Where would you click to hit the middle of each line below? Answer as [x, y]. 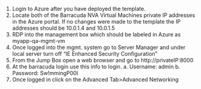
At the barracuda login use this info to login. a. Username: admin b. [96, 67]
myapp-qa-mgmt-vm [38, 41]
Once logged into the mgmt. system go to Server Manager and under [99, 47]
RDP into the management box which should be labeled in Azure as [96, 35]
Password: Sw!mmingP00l [45, 73]
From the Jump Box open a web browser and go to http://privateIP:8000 [103, 60]
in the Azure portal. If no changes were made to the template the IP [96, 21]
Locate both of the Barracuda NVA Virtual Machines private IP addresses [104, 15]
